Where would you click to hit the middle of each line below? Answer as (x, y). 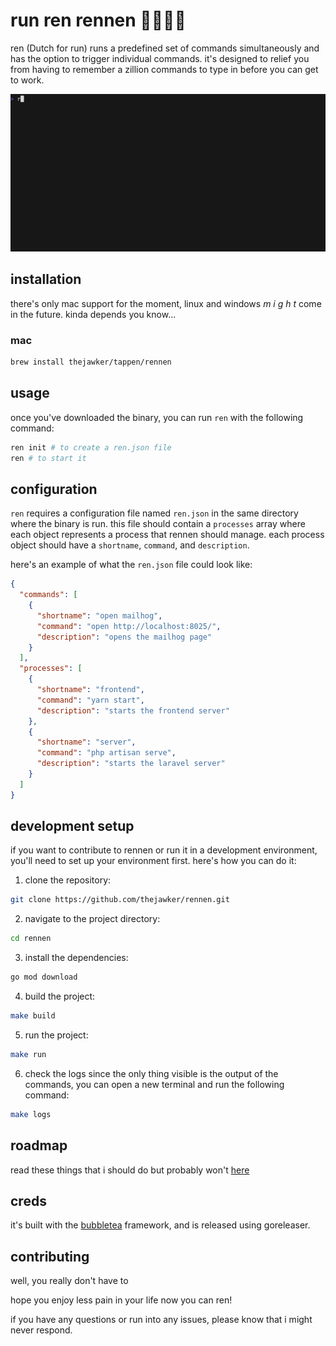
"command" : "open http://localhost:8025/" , (129, 626)
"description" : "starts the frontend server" (133, 710)
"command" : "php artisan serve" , (106, 753)
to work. (27, 80)
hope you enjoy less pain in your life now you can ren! (121, 1300)
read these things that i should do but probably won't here (130, 1170)
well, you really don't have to (69, 1281)
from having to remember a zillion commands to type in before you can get (164, 69)
